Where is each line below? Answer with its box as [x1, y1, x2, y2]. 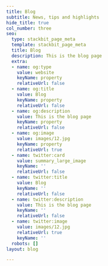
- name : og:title [11, 86, 55, 92]
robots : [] [11, 240, 39, 246]
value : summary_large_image [17, 158, 86, 164]
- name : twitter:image [11, 218, 68, 224]
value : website [17, 69, 55, 75]
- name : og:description [11, 108, 70, 114]
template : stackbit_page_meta [11, 42, 86, 48]
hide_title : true [6, 20, 49, 26]
